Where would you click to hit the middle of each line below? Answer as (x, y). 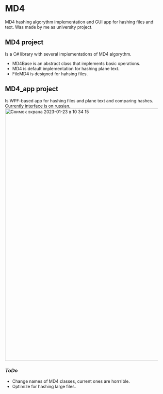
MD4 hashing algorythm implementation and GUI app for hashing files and (79, 22)
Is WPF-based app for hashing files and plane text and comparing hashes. (79, 100)
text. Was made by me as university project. (49, 27)
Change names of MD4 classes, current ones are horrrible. (71, 381)
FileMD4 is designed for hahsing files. (50, 74)
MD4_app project (32, 89)
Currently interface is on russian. (38, 106)
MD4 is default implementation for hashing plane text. (66, 68)
